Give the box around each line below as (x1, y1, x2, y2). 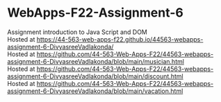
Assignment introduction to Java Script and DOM (7, 28, 147, 36)
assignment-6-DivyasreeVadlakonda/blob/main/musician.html (7, 57, 184, 65)
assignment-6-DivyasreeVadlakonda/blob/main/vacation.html (7, 87, 183, 95)
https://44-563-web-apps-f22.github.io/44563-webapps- (36, 35, 204, 43)
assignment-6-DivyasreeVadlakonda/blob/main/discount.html (7, 71, 183, 80)
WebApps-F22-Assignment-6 (7, 5, 184, 21)
